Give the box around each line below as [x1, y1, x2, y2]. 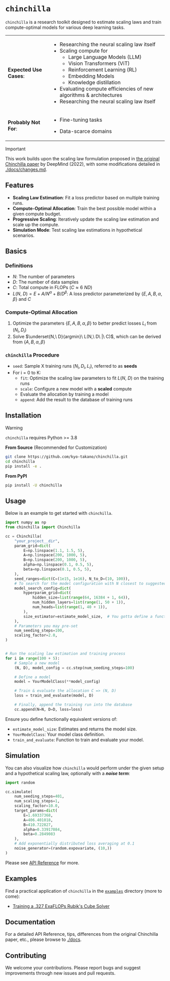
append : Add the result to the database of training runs [20, 397, 133, 403]
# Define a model [14, 674, 51, 680]
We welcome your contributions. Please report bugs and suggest [5, 965, 141, 971]
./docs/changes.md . [5, 166, 47, 172]
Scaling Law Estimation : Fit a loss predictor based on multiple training [12, 194, 159, 200]
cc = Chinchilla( [5, 534, 42, 539]
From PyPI [5, 473, 27, 479]
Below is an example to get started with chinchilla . [5, 510, 113, 516]
